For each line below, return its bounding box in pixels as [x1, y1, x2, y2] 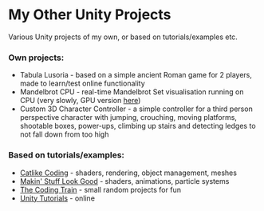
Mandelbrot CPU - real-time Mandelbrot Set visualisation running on [19, 87, 244, 97]
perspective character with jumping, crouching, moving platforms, [19, 113, 238, 122]
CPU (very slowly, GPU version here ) [19, 96, 141, 105]
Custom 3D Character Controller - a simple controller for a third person [19, 104, 253, 113]
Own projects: [8, 52, 65, 63]
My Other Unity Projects [8, 6, 171, 24]
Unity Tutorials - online [19, 193, 96, 203]
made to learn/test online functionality [19, 78, 145, 89]
